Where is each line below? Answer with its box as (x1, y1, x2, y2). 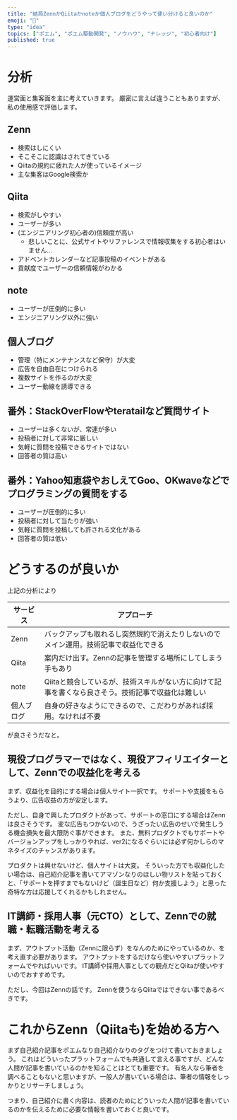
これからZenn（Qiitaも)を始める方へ (7, 1021, 220, 1037)
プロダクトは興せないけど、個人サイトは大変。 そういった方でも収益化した (7, 861, 226, 870)
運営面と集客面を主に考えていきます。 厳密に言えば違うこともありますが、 (7, 94, 224, 103)
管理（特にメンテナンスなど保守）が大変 (17, 356, 135, 364)
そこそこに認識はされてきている (17, 152, 111, 161)
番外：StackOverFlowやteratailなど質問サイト (7, 404, 210, 417)
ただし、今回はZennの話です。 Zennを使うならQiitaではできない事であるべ (7, 985, 224, 993)
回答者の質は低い (17, 534, 68, 542)
